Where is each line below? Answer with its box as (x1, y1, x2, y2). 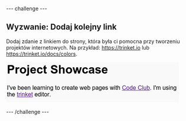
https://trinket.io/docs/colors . (6, 50, 78, 57)
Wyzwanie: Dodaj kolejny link (6, 22, 117, 32)
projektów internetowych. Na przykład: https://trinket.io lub (6, 44, 149, 51)
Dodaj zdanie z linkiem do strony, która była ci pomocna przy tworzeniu (6, 38, 180, 45)
